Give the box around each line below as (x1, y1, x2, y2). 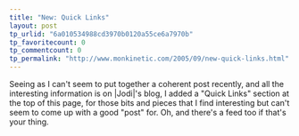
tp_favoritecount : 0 (9, 37, 87, 47)
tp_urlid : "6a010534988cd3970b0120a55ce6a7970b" (9, 29, 194, 38)
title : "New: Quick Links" (9, 12, 110, 22)
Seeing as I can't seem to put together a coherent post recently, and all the (9, 79, 284, 89)
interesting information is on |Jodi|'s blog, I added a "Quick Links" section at (9, 88, 290, 99)
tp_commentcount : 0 (9, 46, 82, 55)
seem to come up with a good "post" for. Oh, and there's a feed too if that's (9, 108, 287, 117)
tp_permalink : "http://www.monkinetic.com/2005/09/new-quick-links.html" (9, 54, 290, 63)
